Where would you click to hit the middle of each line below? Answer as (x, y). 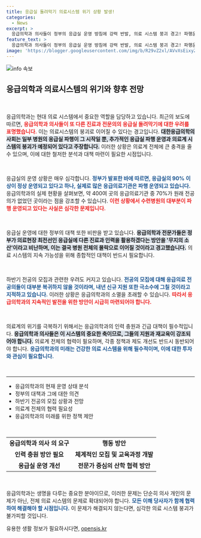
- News (20, 23)
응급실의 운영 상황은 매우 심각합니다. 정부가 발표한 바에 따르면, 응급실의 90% (95, 178)
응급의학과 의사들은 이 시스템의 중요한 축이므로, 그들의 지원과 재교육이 (95, 334)
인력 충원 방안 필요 (39, 454)
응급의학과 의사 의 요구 (39, 443)
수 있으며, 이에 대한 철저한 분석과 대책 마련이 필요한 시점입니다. (80, 154)
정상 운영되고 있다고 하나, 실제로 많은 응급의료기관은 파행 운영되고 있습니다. (104, 186)
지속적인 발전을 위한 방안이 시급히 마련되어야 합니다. (92, 302)
